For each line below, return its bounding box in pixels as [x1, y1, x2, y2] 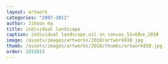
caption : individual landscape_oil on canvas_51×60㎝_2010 [6, 32, 159, 38]
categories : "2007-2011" [6, 15, 70, 21]
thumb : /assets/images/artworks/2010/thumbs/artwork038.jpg [6, 43, 163, 49]
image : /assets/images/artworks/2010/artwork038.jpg [6, 37, 144, 43]
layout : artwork [6, 9, 48, 15]
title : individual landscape [6, 26, 81, 32]
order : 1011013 [6, 49, 45, 55]
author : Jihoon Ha [6, 20, 53, 26]
